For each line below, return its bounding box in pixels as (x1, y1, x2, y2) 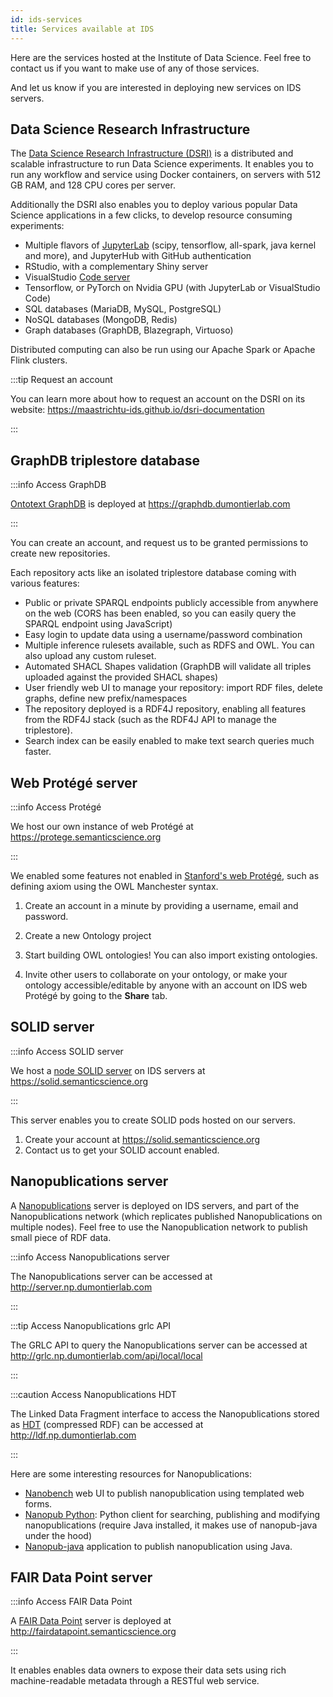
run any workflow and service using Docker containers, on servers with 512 (10, 169, 322, 181)
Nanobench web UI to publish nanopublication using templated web (24, 1487, 305, 1499)
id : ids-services (10, 14, 83, 25)
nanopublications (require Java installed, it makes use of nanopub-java (24, 1519, 318, 1531)
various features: (10, 577, 80, 590)
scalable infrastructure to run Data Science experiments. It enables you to (10, 158, 314, 170)
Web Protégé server (10, 774, 138, 791)
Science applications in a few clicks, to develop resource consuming (10, 209, 293, 221)
